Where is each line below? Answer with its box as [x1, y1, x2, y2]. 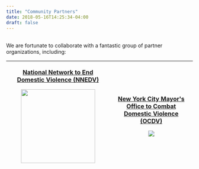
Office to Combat [126, 102, 176, 110]
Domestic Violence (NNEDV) [17, 76, 99, 84]
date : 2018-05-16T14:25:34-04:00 [6, 14, 89, 20]
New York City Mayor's [117, 95, 185, 103]
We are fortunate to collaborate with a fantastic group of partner [6, 42, 163, 49]
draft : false [6, 19, 38, 25]
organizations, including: [6, 48, 66, 56]
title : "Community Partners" [6, 8, 78, 15]
